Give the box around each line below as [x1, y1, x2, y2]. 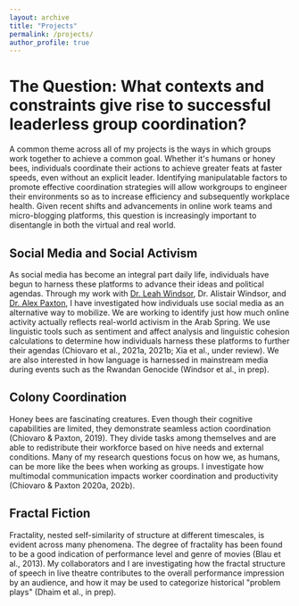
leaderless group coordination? [9, 114, 247, 135]
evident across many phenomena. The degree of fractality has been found [9, 539, 283, 550]
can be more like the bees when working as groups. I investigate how [9, 461, 264, 471]
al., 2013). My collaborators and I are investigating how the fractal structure [9, 558, 286, 569]
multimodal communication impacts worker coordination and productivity [9, 470, 278, 481]
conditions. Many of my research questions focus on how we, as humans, [9, 452, 280, 462]
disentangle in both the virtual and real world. [9, 220, 177, 230]
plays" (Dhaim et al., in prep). [9, 586, 117, 597]
